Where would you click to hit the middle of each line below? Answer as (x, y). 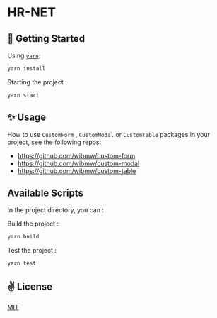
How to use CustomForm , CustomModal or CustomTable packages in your (109, 134)
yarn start (23, 95)
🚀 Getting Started (46, 39)
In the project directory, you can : (56, 210)
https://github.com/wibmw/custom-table (77, 170)
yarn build (23, 237)
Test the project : (32, 251)
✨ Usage (27, 117)
